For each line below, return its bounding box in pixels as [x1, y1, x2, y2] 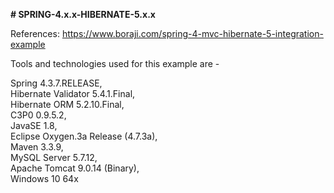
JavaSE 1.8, [10, 120, 58, 131]
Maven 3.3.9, [10, 141, 64, 153]
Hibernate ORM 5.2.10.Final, [10, 99, 125, 110]
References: [10, 28, 60, 39]
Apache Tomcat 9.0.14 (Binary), [10, 162, 140, 174]
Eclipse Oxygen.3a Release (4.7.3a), [10, 130, 158, 142]
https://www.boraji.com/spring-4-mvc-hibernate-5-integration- [61, 28, 324, 39]
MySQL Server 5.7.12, [10, 152, 98, 163]
